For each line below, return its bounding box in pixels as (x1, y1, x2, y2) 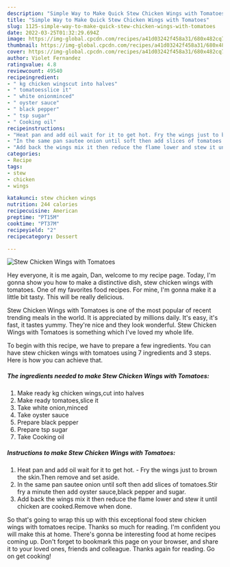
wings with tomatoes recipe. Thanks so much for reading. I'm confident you (7, 523, 220, 531)
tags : (7, 163, 23, 170)
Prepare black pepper (16, 418, 79, 426)
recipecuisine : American (7, 207, 78, 215)
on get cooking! (7, 552, 51, 560)
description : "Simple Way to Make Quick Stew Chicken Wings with (7, 10, 197, 17)
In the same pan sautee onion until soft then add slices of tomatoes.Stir (16, 481, 218, 489)
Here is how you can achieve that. (7, 356, 103, 364)
